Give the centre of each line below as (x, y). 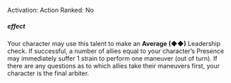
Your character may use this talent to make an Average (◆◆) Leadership (114, 43)
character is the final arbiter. (48, 73)
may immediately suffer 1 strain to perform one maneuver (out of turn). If (112, 58)
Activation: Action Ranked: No (51, 10)
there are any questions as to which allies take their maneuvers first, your (114, 66)
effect (17, 26)
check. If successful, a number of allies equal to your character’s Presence (115, 51)
